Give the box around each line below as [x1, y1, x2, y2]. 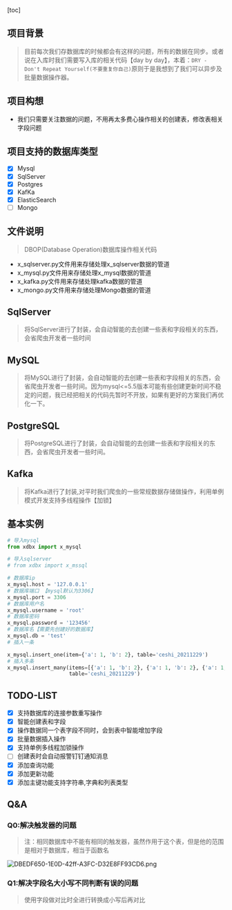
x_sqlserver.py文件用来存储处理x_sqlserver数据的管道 [17, 260, 171, 268]
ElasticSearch [17, 195, 57, 204]
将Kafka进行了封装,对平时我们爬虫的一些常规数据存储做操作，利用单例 [23, 487, 224, 496]
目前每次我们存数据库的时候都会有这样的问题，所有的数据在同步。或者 [23, 47, 224, 55]
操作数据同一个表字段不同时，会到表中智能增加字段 [17, 726, 163, 735]
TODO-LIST [7, 690, 58, 701]
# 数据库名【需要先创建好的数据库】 [7, 626, 96, 633]
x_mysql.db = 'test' [7, 632, 67, 639]
